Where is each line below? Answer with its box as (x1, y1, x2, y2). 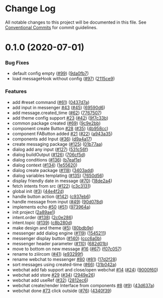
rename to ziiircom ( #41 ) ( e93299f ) (12, 251, 84, 257)
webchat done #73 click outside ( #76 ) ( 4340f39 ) (12, 288, 112, 294)
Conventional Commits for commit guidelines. (5, 24, 98, 30)
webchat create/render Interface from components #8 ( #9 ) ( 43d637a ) (12, 282, 155, 288)
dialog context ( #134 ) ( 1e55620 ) (12, 162, 78, 168)
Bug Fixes (5, 60, 30, 66)
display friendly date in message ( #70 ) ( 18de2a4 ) (12, 178, 112, 184)
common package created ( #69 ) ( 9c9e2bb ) (12, 120, 101, 126)
